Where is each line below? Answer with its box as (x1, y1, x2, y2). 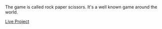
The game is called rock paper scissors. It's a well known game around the (5, 4, 158, 10)
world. (5, 9, 18, 15)
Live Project (5, 19, 30, 24)
